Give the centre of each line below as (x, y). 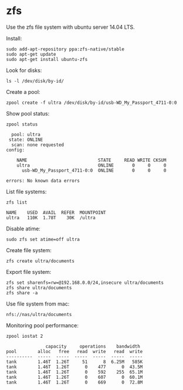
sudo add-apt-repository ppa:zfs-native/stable (65, 49)
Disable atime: (23, 228)
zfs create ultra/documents (40, 261)
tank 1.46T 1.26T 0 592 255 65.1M (74, 372)
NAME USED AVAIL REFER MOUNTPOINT (56, 212)
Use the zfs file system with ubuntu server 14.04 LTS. (70, 27)
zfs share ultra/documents (39, 288)
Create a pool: (23, 91)
